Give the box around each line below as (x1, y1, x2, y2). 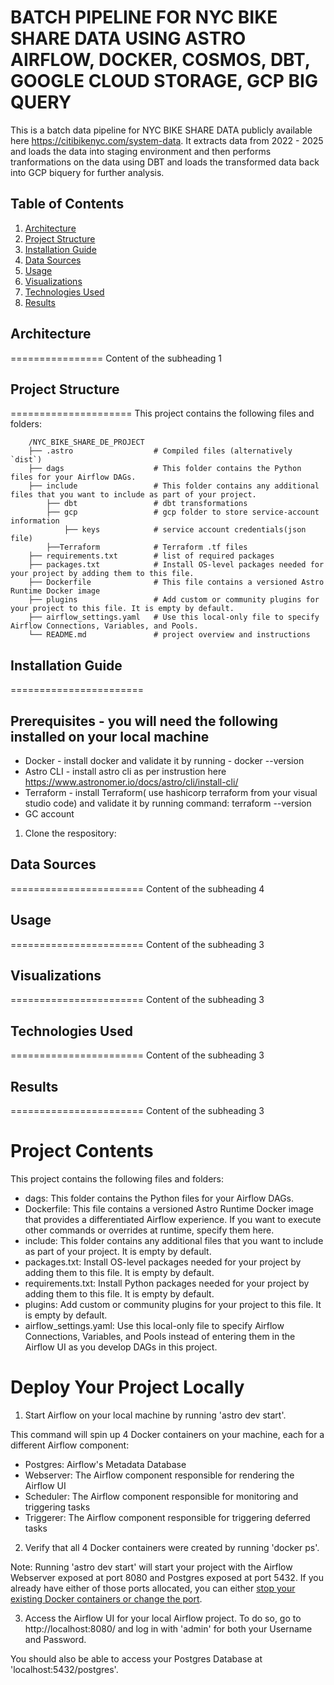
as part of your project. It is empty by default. (24, 1246, 212, 1257)
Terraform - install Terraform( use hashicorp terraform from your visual (24, 787, 318, 798)
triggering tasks (24, 1501, 91, 1513)
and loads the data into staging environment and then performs (10, 145, 272, 157)
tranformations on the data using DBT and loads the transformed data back (10, 156, 320, 168)
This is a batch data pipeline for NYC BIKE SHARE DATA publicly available (10, 124, 313, 136)
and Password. (24, 1633, 87, 1645)
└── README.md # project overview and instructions (28, 630, 311, 640)
